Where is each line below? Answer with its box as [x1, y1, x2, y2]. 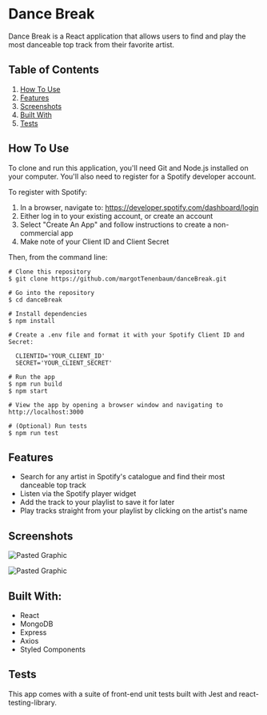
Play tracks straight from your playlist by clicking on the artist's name [19, 506, 248, 515]
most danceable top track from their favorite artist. [8, 39, 174, 49]
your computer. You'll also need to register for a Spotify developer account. [8, 172, 257, 181]
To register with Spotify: [8, 187, 88, 196]
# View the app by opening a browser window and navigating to [8, 401, 224, 409]
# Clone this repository [8, 268, 91, 276]
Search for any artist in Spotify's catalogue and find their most [19, 472, 225, 482]
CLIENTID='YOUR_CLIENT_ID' [15, 352, 106, 360]
